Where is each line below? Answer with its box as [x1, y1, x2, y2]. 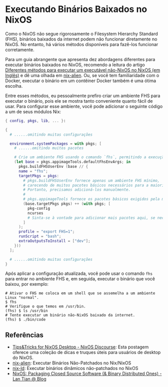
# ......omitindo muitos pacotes [14, 146, 84, 151]
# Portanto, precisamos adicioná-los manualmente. [23, 187, 131, 192]
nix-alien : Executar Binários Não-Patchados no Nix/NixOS [12, 360, 131, 366]
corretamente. [5, 47, 34, 53]
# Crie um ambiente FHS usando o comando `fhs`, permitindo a [14, 155, 146, 160]
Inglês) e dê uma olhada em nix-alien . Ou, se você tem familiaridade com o [5, 72, 159, 78]
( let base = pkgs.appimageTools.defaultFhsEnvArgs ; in [14, 159, 131, 165]
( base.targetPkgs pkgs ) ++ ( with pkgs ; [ [23, 201, 111, 206]
